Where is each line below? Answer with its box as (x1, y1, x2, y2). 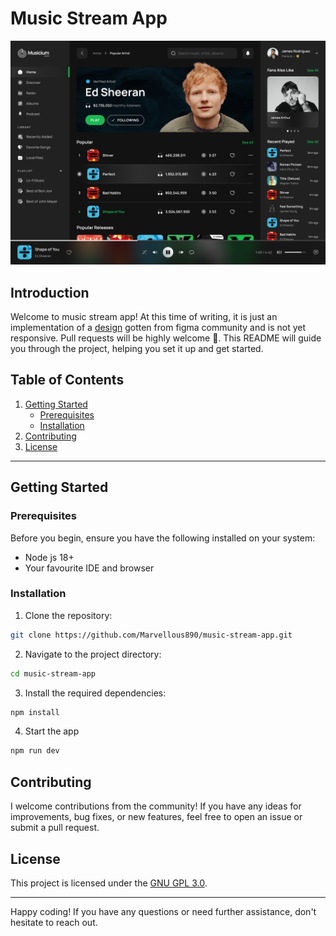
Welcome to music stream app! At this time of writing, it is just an (10, 311, 278, 323)
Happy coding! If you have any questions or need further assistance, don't (10, 905, 317, 917)
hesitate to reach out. (10, 916, 98, 928)
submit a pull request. (10, 822, 100, 834)
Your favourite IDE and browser (24, 562, 155, 574)
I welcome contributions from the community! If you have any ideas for (10, 800, 302, 812)
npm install (10, 707, 60, 717)
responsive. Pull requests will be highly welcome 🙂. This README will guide (10, 332, 322, 344)
